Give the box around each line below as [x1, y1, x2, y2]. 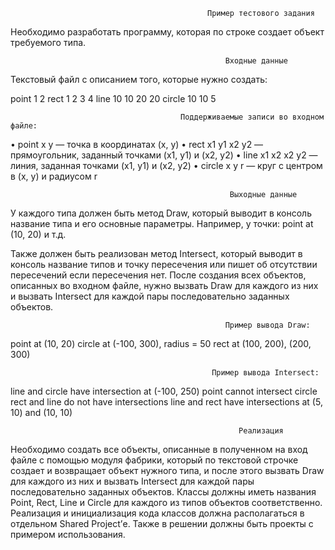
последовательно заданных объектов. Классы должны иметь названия [10, 486, 317, 498]
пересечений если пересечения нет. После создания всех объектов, [10, 269, 307, 281]
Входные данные [224, 56, 288, 66]
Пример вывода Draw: [224, 320, 311, 330]
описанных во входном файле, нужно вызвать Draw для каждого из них [10, 280, 319, 291]
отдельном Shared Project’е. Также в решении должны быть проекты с [10, 518, 314, 529]
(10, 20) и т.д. [10, 229, 67, 240]
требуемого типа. [10, 37, 87, 48]
